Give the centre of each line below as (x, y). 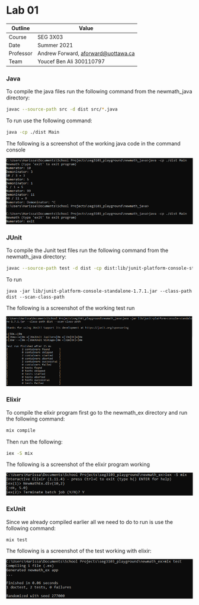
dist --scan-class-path (36, 297)
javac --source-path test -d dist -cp (54, 268)
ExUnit (16, 509)
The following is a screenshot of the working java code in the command (93, 143)
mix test (17, 540)
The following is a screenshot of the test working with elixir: (79, 551)
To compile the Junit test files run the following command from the (87, 250)
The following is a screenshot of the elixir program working (78, 464)
